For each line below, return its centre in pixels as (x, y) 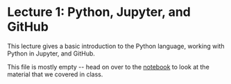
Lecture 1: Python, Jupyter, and (99, 12)
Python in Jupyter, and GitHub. (51, 53)
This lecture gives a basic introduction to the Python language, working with (116, 46)
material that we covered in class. (55, 74)
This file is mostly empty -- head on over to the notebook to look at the (108, 67)
